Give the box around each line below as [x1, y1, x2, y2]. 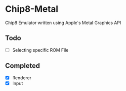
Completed [5, 61, 41, 70]
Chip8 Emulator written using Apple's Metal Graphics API [5, 20, 121, 26]
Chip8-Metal [5, 3, 58, 15]
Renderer [12, 75, 32, 81]
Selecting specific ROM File [12, 47, 69, 53]
